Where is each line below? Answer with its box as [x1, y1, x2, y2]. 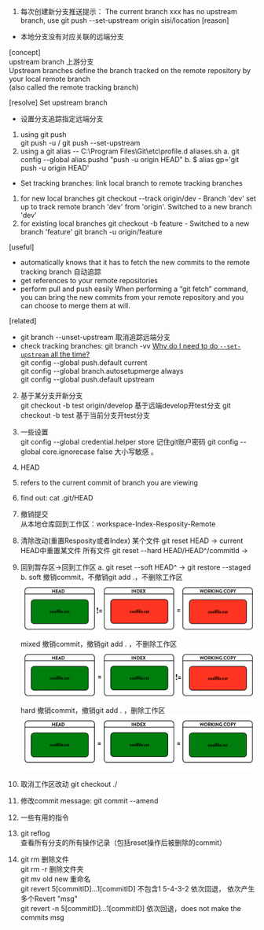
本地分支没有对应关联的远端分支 [20, 32, 124, 41]
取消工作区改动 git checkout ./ [20, 780, 118, 789]
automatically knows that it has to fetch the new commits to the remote [20, 258, 251, 267]
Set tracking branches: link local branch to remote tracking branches [20, 179, 243, 187]
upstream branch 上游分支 [9, 57, 94, 66]
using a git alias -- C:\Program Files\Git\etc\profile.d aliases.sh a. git [20, 146, 240, 156]
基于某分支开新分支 [20, 391, 83, 400]
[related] [9, 316, 37, 325]
